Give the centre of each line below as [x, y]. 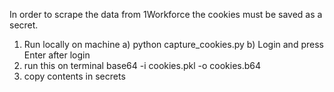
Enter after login [57, 55]
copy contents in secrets [74, 76]
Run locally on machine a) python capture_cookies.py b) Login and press [173, 44]
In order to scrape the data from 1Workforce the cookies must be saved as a [166, 14]
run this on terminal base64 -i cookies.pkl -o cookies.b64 [142, 65]
